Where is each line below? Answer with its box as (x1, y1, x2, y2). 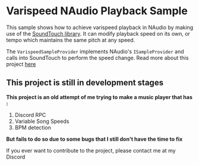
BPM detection (14, 123, 52, 131)
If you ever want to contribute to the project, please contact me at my (6, 147, 176, 154)
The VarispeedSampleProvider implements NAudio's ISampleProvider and (6, 47, 184, 55)
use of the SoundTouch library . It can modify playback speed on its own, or (6, 30, 190, 37)
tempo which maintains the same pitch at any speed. (6, 36, 135, 43)
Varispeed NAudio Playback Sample (6, 4, 188, 18)
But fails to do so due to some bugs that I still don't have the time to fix (6, 135, 183, 142)
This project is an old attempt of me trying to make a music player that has (6, 93, 193, 100)
